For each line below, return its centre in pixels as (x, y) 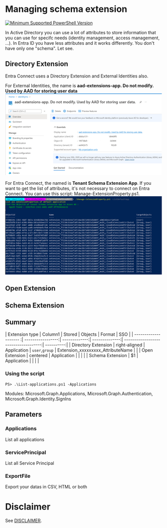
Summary (21, 322)
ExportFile (18, 476)
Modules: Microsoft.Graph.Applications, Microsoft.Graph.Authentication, (79, 393)
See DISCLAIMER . (24, 521)
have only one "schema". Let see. (40, 48)
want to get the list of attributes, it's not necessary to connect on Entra (78, 188)
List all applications (25, 439)
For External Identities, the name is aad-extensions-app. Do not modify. (80, 85)
